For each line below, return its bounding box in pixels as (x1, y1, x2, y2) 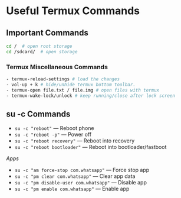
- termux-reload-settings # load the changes (6, 76, 120, 82)
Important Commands (6, 28, 88, 38)
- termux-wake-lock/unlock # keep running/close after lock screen (6, 93, 176, 99)
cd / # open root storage (6, 43, 73, 49)
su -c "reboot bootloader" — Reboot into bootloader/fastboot (14, 144, 167, 151)
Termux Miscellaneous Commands (6, 63, 108, 71)
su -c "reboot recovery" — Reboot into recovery (14, 137, 135, 144)
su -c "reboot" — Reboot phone (14, 125, 94, 132)
